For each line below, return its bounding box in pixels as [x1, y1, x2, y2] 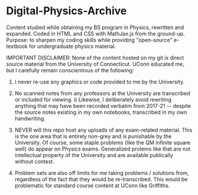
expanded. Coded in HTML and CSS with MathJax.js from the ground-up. [6, 30, 185, 37]
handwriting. [14, 114, 46, 122]
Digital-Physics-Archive [6, 4, 127, 18]
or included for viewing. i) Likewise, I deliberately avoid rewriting [14, 96, 172, 103]
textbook [6, 43, 28, 50]
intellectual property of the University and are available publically [14, 151, 173, 158]
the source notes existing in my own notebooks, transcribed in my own [14, 108, 187, 116]
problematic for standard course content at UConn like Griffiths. [14, 182, 170, 189]
